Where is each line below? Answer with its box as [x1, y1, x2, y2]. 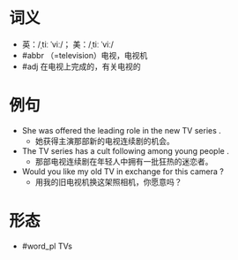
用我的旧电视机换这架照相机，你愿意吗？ [34, 176, 182, 187]
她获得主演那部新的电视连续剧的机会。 [34, 135, 175, 146]
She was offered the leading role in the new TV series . [21, 125, 222, 135]
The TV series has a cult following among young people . [21, 145, 229, 156]
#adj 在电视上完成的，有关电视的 [21, 61, 141, 72]
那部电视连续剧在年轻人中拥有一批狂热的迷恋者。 [34, 156, 213, 166]
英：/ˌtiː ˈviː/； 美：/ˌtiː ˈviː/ [21, 39, 115, 50]
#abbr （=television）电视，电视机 [21, 50, 148, 60]
